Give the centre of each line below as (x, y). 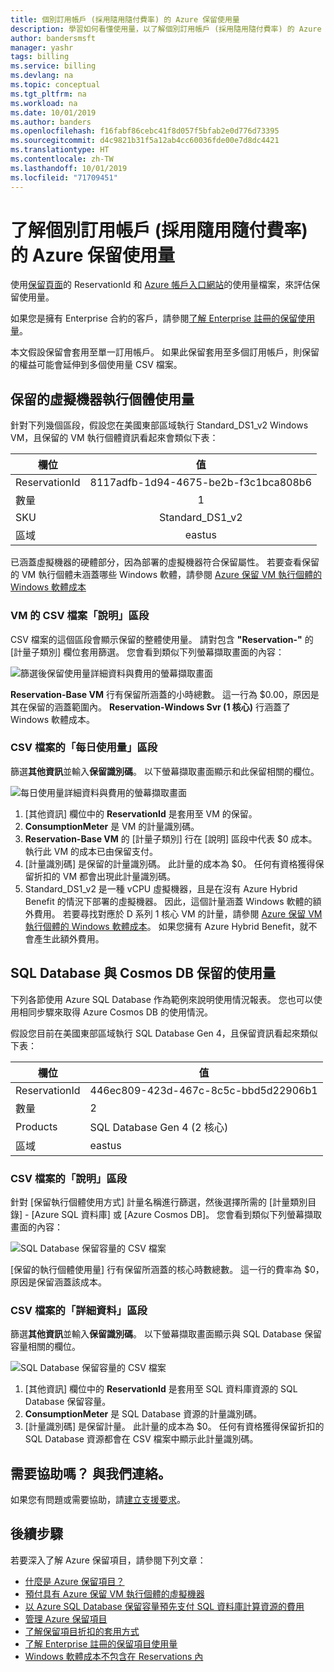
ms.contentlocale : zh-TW (62, 159)
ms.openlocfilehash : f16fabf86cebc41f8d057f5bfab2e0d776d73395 (145, 131)
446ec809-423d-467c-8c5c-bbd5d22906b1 (203, 1090)
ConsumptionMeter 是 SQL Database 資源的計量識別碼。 (143, 1414)
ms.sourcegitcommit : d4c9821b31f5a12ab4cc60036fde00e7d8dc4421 (145, 141)
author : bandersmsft (53, 38)
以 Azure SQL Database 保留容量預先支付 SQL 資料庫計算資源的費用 (164, 1606)
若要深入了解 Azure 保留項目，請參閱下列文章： (108, 1560)
